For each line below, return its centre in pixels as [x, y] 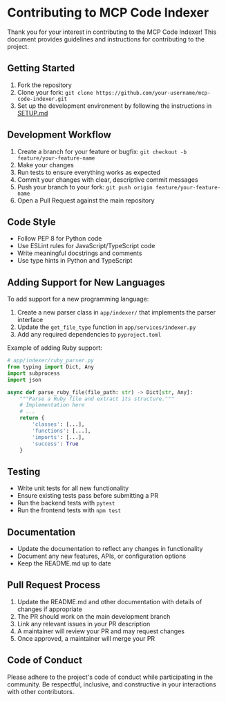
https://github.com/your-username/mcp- [153, 93]
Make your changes [45, 165]
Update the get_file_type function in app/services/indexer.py [106, 327]
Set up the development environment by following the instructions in [114, 106]
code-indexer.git [42, 99]
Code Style [31, 222]
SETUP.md [32, 113]
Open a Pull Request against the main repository [86, 200]
